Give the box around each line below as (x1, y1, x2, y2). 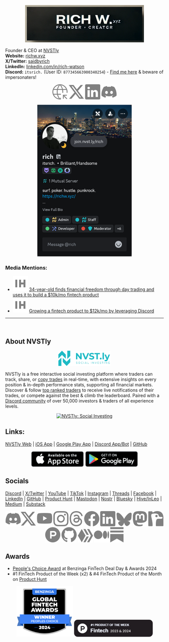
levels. (5, 403, 19, 409)
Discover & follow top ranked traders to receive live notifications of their (5, 387, 154, 393)
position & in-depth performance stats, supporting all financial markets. (5, 382, 153, 388)
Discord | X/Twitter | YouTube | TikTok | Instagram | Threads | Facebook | (5, 490, 157, 496)
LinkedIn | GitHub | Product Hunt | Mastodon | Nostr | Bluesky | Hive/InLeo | (5, 496, 162, 502)
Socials (5, 477, 29, 485)
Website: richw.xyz (5, 53, 46, 59)
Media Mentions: (5, 264, 48, 271)
